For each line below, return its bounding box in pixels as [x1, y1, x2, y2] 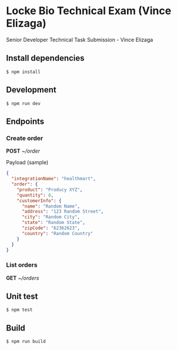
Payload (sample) [6, 159, 49, 166]
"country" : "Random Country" [21, 230, 93, 236]
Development [6, 85, 57, 95]
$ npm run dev [6, 100, 41, 107]
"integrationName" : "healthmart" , [11, 176, 96, 182]
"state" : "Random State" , [21, 220, 85, 226]
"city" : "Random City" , [21, 214, 81, 220]
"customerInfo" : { [16, 197, 62, 204]
